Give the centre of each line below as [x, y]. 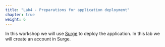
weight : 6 [16, 19]
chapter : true [20, 15]
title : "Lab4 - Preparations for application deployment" [67, 10]
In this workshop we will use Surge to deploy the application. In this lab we [82, 34]
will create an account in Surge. [38, 39]
